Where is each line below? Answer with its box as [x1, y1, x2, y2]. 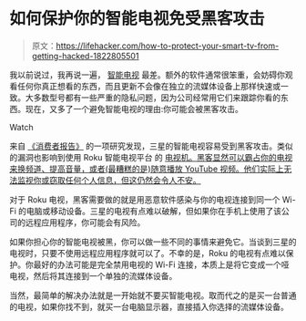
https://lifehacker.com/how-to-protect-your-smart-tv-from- [56, 40, 280, 51]
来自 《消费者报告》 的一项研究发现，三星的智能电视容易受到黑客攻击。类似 [9, 140, 293, 151]
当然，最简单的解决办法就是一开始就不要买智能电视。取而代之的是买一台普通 [9, 289, 297, 301]
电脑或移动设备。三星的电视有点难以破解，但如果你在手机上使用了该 [25, 205, 282, 216]
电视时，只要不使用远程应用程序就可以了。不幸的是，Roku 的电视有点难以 [9, 247, 287, 258]
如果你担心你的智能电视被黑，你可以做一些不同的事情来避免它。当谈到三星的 [9, 236, 297, 247]
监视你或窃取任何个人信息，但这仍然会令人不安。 [16, 174, 201, 185]
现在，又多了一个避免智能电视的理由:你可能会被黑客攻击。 [25, 103, 244, 114]
